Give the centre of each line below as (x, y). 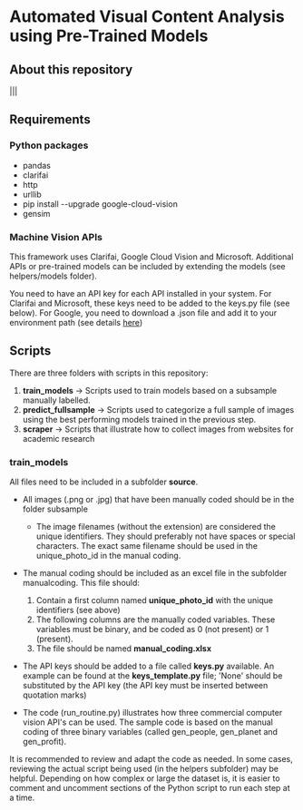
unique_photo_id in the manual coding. (108, 556)
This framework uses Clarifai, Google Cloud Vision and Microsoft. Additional (151, 257)
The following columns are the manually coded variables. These (156, 620)
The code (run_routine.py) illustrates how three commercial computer (152, 713)
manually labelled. (56, 400)
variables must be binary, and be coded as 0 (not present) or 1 (152, 629)
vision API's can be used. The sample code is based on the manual (148, 722)
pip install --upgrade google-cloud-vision (100, 204)
